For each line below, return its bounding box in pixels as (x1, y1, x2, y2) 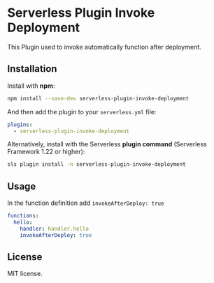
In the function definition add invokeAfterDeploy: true (7, 199, 164, 207)
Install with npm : (7, 82, 55, 90)
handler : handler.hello (20, 225, 90, 232)
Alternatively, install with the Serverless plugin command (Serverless (7, 140, 208, 148)
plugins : (7, 121, 33, 128)
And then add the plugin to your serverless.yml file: (7, 107, 157, 116)
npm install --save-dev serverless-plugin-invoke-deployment (7, 95, 190, 102)
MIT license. (7, 270, 43, 278)
